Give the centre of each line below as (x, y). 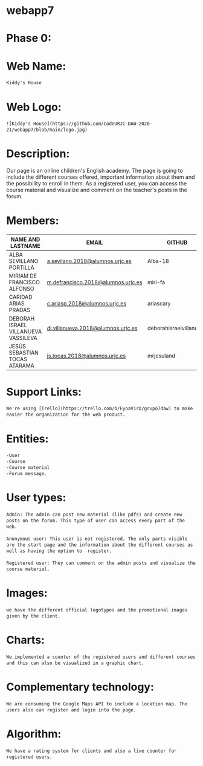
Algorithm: (34, 734)
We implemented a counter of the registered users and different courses (101, 657)
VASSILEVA (23, 338)
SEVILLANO (24, 261)
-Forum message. (27, 474)
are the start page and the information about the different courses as (100, 545)
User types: (36, 498)
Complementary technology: (80, 687)
